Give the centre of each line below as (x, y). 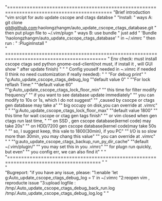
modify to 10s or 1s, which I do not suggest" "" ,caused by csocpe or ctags (80, 100)
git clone (14, 22)
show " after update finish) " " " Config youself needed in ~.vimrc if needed (81, 69)
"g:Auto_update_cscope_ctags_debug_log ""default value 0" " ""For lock (78, 79)
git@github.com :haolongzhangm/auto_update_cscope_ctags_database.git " (81, 28)
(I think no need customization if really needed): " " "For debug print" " (76, 74)
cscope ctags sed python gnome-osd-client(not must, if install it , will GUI (79, 64)
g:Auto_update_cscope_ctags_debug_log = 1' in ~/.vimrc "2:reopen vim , (77, 178)
